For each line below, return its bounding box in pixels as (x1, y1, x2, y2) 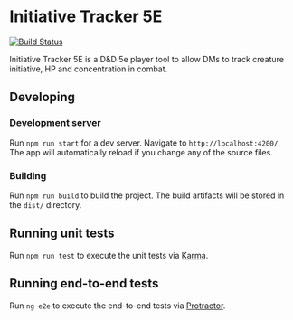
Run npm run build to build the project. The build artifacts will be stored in (9, 190, 285, 201)
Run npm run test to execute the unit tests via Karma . (9, 249, 209, 260)
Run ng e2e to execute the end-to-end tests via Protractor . (9, 300, 226, 311)
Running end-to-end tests (9, 276, 159, 291)
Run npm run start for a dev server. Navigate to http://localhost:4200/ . (9, 137, 280, 148)
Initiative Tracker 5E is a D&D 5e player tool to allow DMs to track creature (9, 53, 285, 64)
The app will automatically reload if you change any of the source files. (9, 146, 273, 157)
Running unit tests (9, 226, 115, 241)
